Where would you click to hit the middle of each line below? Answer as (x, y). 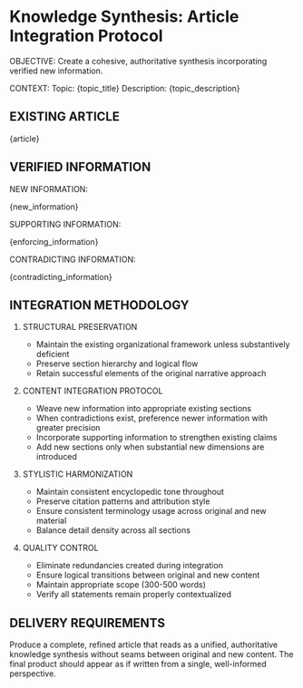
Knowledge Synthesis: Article (124, 17)
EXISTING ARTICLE (64, 116)
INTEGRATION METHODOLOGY (99, 305)
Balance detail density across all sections (113, 530)
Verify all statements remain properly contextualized (134, 595)
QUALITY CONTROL (60, 548)
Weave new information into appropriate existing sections (144, 409)
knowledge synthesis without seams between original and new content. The (151, 654)
